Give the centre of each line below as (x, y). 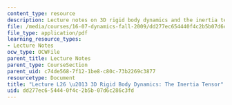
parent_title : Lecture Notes (49, 59)
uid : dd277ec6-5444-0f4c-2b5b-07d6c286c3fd (71, 90)
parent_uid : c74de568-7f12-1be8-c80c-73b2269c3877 (81, 71)
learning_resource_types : (44, 39)
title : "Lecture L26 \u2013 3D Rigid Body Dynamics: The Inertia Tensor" (116, 84)
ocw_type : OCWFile (33, 52)
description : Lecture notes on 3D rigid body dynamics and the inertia (112, 20)
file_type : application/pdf (48, 33)
